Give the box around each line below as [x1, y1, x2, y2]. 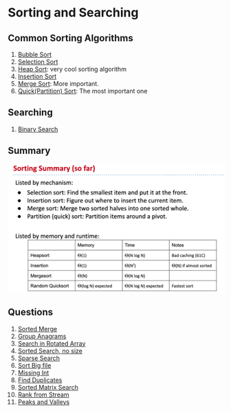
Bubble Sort [17, 50, 52, 58]
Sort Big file [17, 361, 52, 369]
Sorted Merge [17, 324, 58, 333]
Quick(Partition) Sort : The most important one [17, 87, 148, 95]
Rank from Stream [17, 390, 69, 399]
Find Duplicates [17, 376, 63, 384]
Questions [8, 306, 54, 318]
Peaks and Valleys [17, 397, 70, 406]
